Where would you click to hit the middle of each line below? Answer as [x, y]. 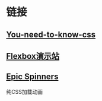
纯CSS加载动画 [25, 91]
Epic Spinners [32, 77]
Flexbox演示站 [33, 56]
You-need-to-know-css [51, 34]
